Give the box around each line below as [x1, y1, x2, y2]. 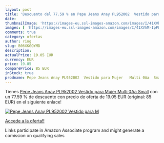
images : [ [5, 25, 25, 30]
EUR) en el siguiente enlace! [5, 99, 62, 105]
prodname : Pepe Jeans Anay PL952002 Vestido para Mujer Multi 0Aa [5, 75, 150, 80]
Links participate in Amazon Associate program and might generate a [5, 127, 144, 133]
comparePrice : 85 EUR [5, 66, 49, 71]
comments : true [5, 30, 36, 35]
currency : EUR [5, 57, 34, 62]
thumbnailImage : [5, 20, 38, 26]
